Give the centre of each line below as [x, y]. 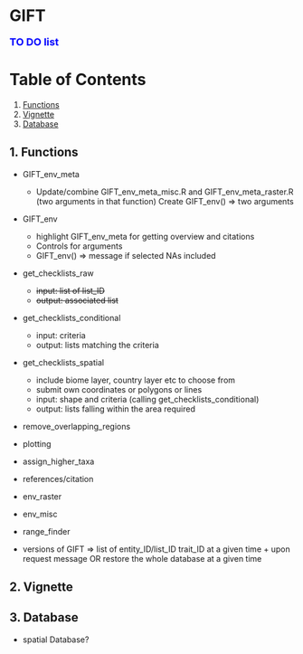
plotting [37, 443]
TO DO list [34, 42]
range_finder [46, 531]
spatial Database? [56, 640]
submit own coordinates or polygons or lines [119, 389]
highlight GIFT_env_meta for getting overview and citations [145, 236]
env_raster [42, 496]
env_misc [40, 514]
